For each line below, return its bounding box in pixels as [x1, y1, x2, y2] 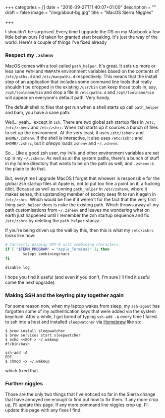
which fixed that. [5, 367, 40, 373]
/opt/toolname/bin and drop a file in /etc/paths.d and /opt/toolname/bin [5, 89, 155, 95]
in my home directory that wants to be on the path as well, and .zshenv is [5, 161, 154, 167]
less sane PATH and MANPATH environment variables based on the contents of [5, 68, 160, 74]
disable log [5, 265, 30, 270]
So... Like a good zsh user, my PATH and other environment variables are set [5, 150, 160, 156]
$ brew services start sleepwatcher [5, 333, 81, 337]
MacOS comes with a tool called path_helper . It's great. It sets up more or [5, 63, 156, 69]
